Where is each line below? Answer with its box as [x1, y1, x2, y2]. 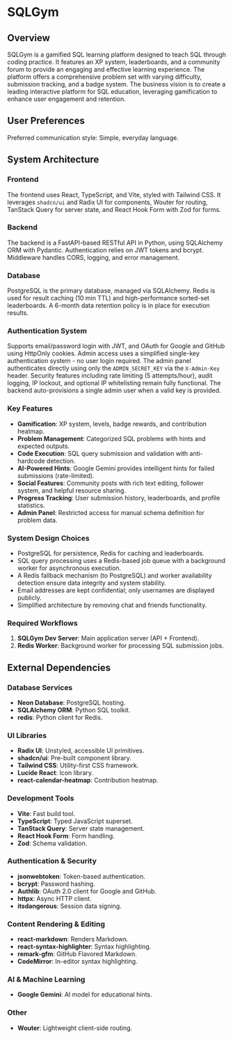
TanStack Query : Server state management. [17, 824, 145, 833]
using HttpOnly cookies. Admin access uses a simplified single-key [7, 349, 200, 357]
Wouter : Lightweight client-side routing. [17, 1024, 133, 1032]
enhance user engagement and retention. [7, 95, 127, 103]
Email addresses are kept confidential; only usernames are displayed [17, 586, 215, 594]
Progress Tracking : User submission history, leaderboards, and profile [17, 493, 220, 502]
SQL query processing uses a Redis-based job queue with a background [17, 556, 226, 564]
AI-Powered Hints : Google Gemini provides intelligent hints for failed [17, 464, 215, 472]
